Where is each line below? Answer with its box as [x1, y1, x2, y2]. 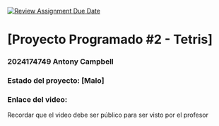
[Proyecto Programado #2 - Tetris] [7, 32, 213, 47]
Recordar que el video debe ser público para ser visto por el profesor [7, 110, 208, 120]
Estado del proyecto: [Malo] [7, 76, 105, 86]
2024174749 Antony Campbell [7, 57, 114, 67]
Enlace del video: [7, 94, 68, 104]
